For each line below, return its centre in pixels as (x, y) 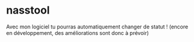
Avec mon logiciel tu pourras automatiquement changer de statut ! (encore (97, 27)
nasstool (28, 10)
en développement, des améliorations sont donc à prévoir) (78, 33)
